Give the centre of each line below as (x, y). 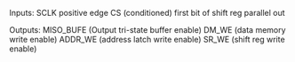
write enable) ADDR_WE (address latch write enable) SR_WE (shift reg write (147, 39)
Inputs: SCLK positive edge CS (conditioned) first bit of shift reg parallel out (147, 13)
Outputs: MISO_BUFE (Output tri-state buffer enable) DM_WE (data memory (147, 30)
